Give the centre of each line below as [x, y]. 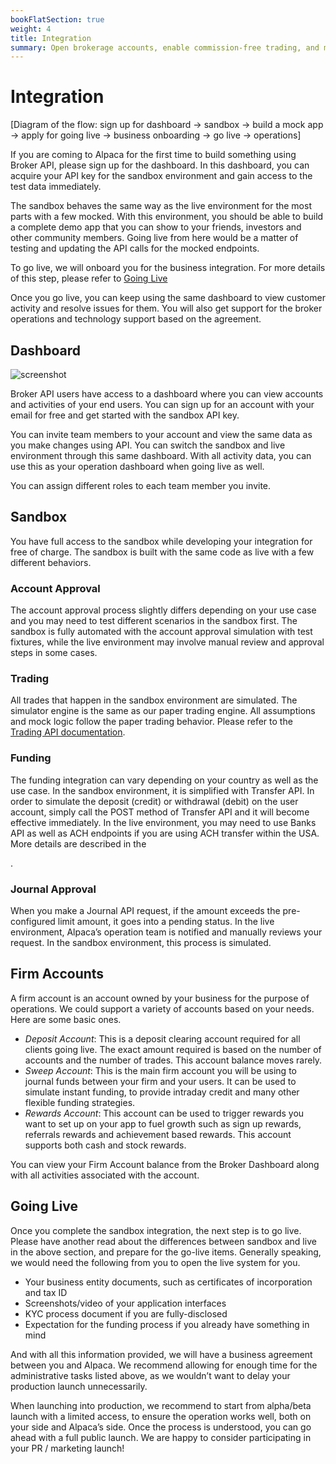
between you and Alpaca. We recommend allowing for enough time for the [164, 1365]
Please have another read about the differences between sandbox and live [163, 1241]
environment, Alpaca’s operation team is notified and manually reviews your [166, 932]
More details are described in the [78, 843]
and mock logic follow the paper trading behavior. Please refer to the [151, 722]
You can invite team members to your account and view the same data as [161, 434]
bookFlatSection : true [57, 19]
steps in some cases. [54, 653]
